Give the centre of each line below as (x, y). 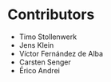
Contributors (51, 15)
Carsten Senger (45, 62)
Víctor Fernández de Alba (61, 53)
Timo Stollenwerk (48, 37)
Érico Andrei (40, 70)
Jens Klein (36, 45)
